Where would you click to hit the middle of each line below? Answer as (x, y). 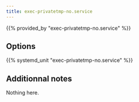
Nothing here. (22, 93)
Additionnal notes (39, 78)
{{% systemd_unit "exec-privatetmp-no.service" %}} (69, 60)
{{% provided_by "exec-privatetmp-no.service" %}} (69, 28)
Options (21, 46)
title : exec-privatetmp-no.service (49, 11)
